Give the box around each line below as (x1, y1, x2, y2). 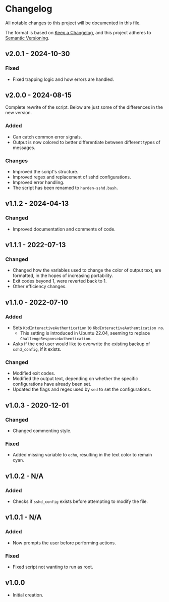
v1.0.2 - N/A (5, 472, 44, 480)
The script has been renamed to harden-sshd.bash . (12, 185, 118, 191)
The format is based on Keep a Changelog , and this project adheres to (5, 29, 151, 35)
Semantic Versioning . (5, 35, 49, 41)
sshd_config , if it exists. (12, 346, 62, 352)
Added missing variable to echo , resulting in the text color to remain (12, 452, 152, 458)
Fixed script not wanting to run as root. (12, 564, 93, 570)
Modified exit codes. (12, 370, 55, 377)
